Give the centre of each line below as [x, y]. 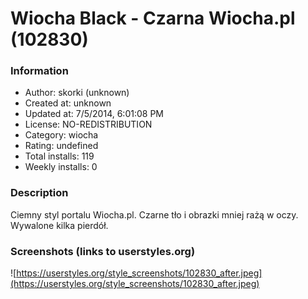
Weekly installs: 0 [61, 167]
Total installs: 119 [59, 156]
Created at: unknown [68, 103]
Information [39, 71]
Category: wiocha [61, 135]
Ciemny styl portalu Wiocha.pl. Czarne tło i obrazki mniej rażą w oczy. [154, 214]
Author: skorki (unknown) [77, 93]
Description [39, 193]
